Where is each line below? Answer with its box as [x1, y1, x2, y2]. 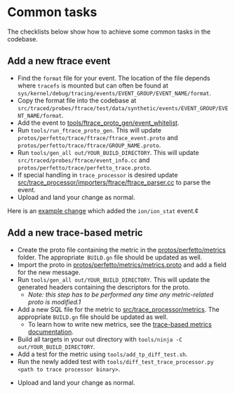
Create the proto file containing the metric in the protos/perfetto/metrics [17, 245, 226, 254]
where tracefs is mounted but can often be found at [17, 81, 168, 90]
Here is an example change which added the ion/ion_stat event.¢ [7, 206, 199, 215]
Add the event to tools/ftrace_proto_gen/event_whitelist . [17, 118, 180, 127]
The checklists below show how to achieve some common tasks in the [7, 27, 211, 36]
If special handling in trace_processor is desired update [17, 170, 178, 179]
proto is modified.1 [27, 297, 81, 306]
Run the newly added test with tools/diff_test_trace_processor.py [17, 357, 214, 365]
